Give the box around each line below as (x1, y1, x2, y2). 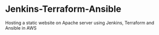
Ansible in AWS (5, 25, 37, 31)
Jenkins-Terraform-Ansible (5, 3, 121, 15)
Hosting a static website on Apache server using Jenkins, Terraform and (5, 20, 154, 26)
